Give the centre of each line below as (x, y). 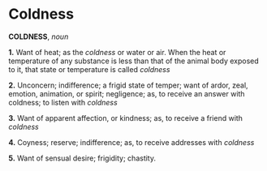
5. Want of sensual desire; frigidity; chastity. (82, 158)
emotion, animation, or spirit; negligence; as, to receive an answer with (127, 93)
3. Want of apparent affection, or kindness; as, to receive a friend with (126, 118)
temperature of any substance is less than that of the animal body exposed (134, 61)
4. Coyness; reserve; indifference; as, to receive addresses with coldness (131, 142)
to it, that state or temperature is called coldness (89, 69)
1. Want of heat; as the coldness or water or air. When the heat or (117, 52)
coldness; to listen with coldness (63, 102)
